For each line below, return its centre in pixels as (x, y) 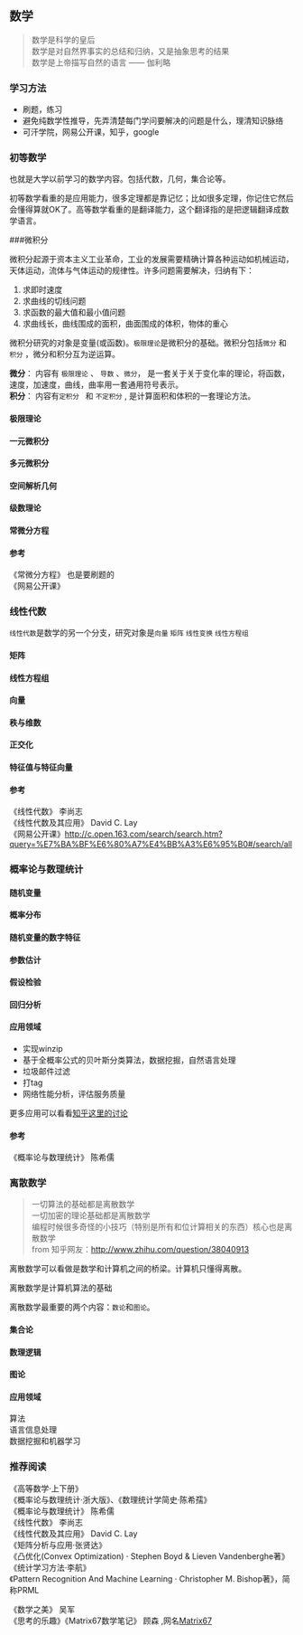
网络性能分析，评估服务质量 (74, 1093)
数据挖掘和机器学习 (45, 1441)
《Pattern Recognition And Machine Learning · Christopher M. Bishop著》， (146, 1578)
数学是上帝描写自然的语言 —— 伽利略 (101, 62)
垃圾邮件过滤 (46, 1071)
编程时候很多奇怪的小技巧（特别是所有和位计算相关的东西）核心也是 (158, 1227)
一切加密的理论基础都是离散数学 (91, 1215)
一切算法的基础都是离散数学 (83, 1205)
